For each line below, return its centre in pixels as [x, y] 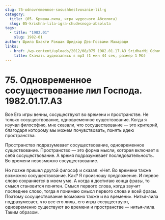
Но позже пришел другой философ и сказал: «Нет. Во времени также [78, 170]
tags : [11, 28]
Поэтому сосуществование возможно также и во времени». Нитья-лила [82, 197]
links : [12, 46]
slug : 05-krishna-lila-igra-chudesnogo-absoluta [60, 23]
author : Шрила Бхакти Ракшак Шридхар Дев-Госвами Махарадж [67, 42]
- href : [17, 51]
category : [15, 14]
